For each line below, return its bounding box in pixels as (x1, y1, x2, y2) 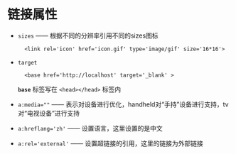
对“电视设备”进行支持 (17, 109, 80, 117)
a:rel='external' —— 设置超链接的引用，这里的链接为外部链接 (17, 139, 204, 148)
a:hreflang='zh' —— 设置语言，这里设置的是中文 (17, 123, 163, 132)
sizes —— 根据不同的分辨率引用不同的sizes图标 (17, 31, 159, 40)
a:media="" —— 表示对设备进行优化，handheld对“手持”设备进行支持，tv (17, 100, 229, 109)
